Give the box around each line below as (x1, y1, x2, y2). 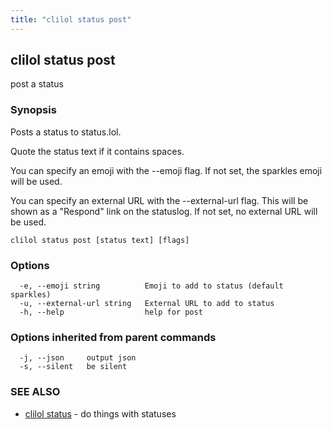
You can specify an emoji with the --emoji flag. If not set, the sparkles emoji (10, 164, 323, 176)
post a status (10, 78, 64, 90)
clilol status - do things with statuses (24, 407, 177, 420)
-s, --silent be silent (19, 362, 128, 372)
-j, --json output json (19, 353, 137, 363)
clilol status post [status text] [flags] (10, 235, 190, 245)
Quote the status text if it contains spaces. (10, 145, 185, 157)
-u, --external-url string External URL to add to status (19, 299, 275, 309)
